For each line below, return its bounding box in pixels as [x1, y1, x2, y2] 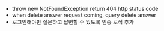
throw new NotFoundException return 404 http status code [11, 5, 159, 12]
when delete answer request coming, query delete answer [11, 11, 157, 18]
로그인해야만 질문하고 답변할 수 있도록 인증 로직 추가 [11, 18, 134, 26]
